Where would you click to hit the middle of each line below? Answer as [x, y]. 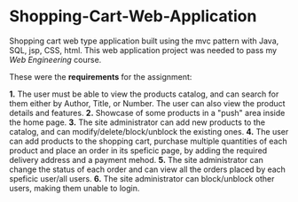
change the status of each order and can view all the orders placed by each [148, 169]
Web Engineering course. [55, 59]
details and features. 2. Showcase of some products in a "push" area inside [147, 113]
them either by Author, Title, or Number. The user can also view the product [147, 103]
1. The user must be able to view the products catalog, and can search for [144, 94]
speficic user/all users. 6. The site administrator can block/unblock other [142, 178]
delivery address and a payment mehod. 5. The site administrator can [136, 159]
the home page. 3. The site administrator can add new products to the [137, 122]
